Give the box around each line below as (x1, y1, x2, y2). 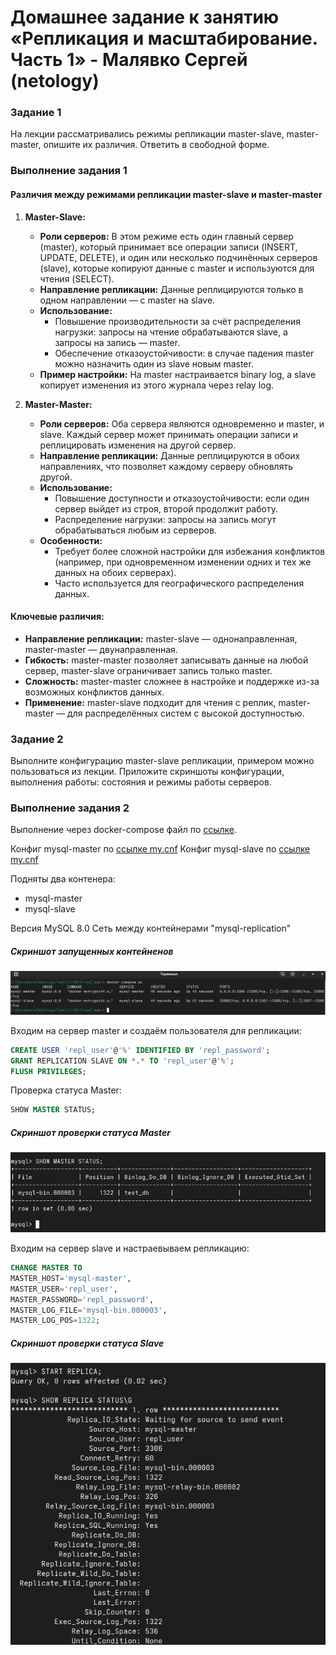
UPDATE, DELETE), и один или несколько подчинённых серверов (39, 251, 318, 263)
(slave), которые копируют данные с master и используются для (39, 262, 315, 274)
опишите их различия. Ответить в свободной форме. (43, 139, 270, 151)
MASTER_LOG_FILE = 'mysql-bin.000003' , (10, 1305, 168, 1315)
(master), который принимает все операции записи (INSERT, (39, 241, 298, 253)
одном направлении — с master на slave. (39, 294, 216, 306)
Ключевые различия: (10, 611, 105, 623)
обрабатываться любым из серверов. (54, 524, 217, 536)
